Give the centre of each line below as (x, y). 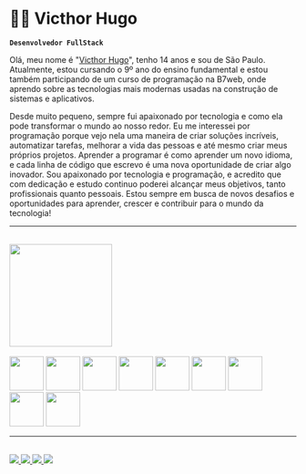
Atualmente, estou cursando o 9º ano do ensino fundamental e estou (139, 69)
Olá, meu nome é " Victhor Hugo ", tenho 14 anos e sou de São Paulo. (138, 59)
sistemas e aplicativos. (52, 98)
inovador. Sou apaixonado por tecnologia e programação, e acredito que (146, 174)
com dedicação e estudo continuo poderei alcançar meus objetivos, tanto (148, 184)
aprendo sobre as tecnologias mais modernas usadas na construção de (144, 88)
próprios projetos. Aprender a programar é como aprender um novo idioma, (151, 155)
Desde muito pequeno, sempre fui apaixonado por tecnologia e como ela (146, 116)
